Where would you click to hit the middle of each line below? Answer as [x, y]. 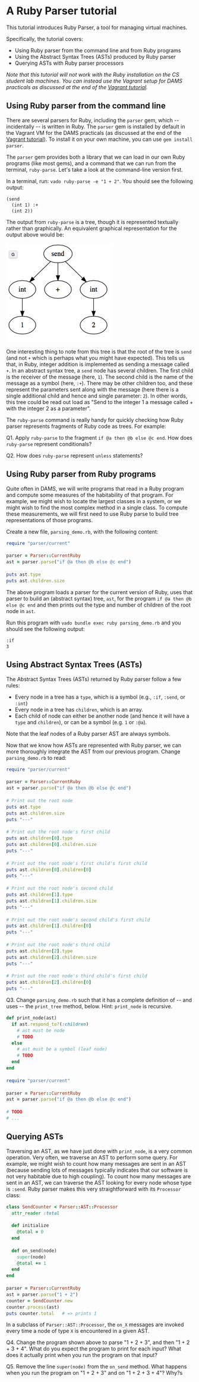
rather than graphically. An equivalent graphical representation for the [91, 228]
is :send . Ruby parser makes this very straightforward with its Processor [94, 1189]
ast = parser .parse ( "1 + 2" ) [42, 1294]
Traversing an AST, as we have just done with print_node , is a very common [99, 1151]
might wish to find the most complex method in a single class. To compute [97, 507]
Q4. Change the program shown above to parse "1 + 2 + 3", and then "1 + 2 [98, 1342]
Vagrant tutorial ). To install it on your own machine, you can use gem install [99, 139]
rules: [13, 685]
